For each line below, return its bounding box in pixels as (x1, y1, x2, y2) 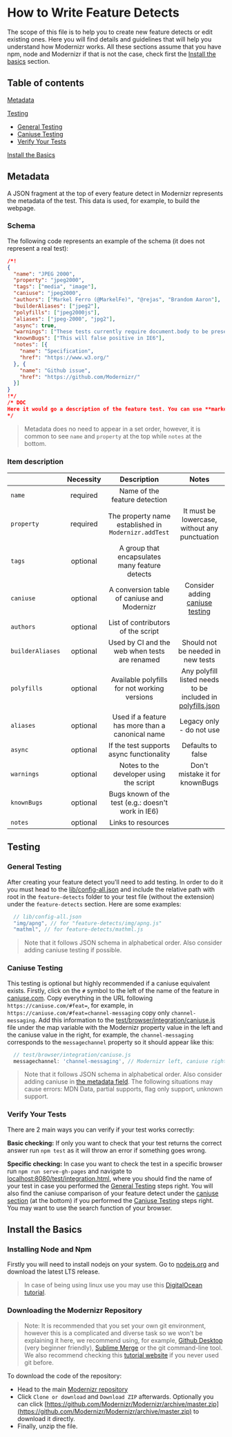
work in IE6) (119, 807, 159, 816)
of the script (119, 627, 159, 636)
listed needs (179, 675, 220, 685)
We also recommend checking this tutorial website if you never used (23, 1350, 220, 1359)
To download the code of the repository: (7, 1371, 122, 1380)
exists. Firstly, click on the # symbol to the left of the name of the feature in (7, 986, 220, 994)
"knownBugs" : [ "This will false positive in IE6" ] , (13, 334, 166, 342)
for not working (114, 684, 164, 693)
